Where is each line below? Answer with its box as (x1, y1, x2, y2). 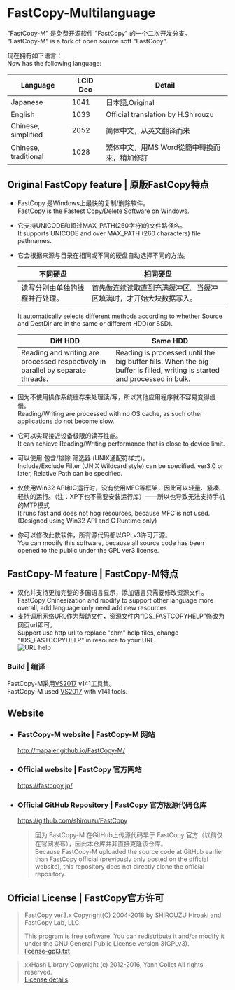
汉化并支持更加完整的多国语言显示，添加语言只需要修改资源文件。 (17, 588, 208, 596)
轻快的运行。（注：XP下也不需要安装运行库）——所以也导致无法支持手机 (17, 492, 225, 500)
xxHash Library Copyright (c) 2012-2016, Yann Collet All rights (24, 960, 204, 968)
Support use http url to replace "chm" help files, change (17, 628, 179, 637)
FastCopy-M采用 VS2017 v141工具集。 (7, 679, 115, 687)
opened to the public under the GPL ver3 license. (17, 546, 159, 554)
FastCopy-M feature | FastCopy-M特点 (7, 568, 179, 580)
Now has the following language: (7, 59, 102, 67)
